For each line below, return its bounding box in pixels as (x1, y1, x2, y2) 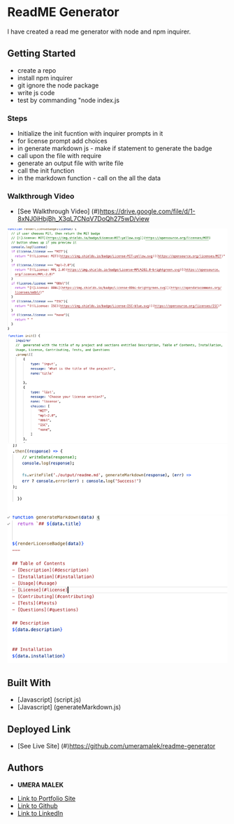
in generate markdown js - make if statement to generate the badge (17, 144, 213, 152)
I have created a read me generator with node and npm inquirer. (7, 27, 191, 36)
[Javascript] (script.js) (17, 695, 82, 704)
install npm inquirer (17, 73, 73, 82)
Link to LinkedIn (17, 809, 64, 817)
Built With (7, 676, 51, 689)
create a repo (17, 66, 57, 74)
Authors (7, 762, 44, 774)
